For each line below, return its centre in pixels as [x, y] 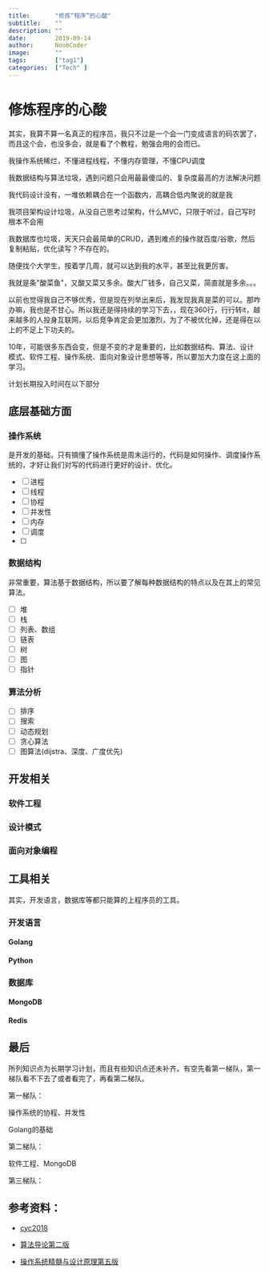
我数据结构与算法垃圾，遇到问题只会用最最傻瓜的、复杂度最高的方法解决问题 [134, 178]
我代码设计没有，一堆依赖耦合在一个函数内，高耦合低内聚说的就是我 [120, 194]
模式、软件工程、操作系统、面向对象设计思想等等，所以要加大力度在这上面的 [134, 356]
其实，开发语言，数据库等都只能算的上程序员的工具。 [96, 899]
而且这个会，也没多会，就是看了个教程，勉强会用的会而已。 [106, 143]
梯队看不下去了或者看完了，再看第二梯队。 [78, 1078]
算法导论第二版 [44, 1244]
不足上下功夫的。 [50, 330]
